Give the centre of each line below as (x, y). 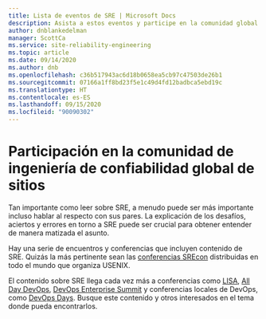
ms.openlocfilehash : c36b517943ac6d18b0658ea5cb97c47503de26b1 (115, 75)
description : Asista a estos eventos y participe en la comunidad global (133, 23)
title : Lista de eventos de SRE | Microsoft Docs (92, 16)
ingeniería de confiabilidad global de (131, 169)
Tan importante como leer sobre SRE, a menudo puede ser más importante (131, 207)
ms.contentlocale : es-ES (49, 97)
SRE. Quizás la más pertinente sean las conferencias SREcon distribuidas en (133, 257)
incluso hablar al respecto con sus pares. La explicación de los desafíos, (127, 215)
